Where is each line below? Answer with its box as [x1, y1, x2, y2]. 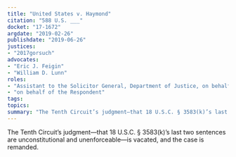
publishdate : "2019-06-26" [7, 37, 86, 44]
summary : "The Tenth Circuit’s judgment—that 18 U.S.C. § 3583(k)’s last [7, 108, 228, 115]
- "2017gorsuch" [7, 50, 55, 57]
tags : [7, 96, 23, 103]
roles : [7, 75, 27, 83]
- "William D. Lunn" [7, 69, 68, 76]
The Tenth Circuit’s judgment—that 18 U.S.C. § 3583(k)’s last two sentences [7, 127, 226, 136]
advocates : [7, 56, 39, 63]
